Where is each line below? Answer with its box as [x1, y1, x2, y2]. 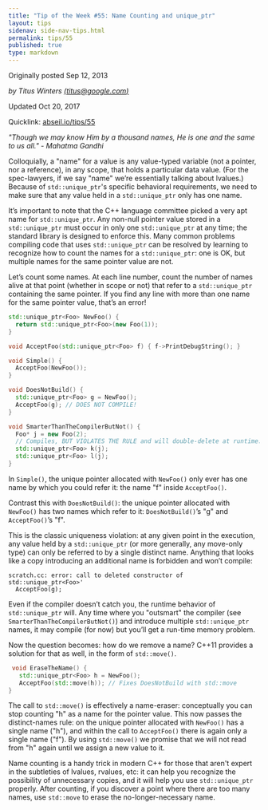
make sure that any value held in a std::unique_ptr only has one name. [8, 191, 242, 200]
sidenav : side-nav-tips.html [8, 26, 105, 34]
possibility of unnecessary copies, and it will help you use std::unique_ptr [8, 776, 254, 785]
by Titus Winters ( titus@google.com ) [8, 86, 129, 96]
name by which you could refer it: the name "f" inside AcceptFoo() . [8, 482, 227, 492]
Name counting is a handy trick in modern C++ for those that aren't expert [8, 759, 253, 769]
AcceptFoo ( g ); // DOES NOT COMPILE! [15, 401, 137, 409]
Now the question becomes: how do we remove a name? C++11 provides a [8, 640, 254, 650]
